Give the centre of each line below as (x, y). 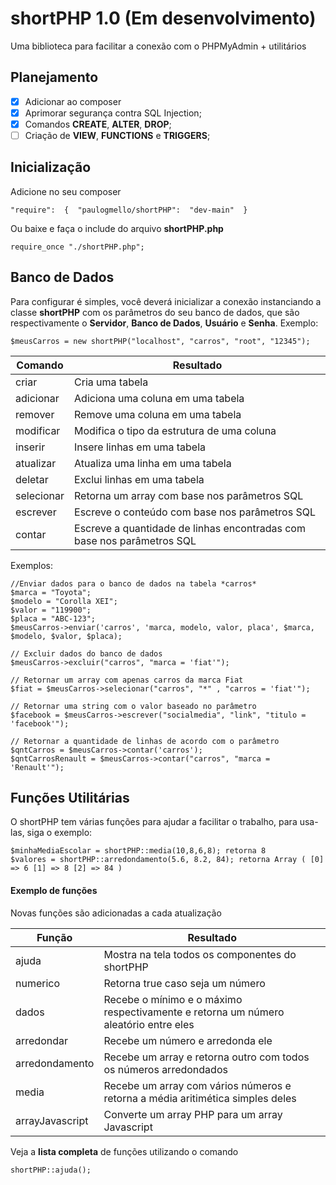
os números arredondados (165, 1069)
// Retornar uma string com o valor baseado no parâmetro (133, 706)
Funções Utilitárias (70, 798)
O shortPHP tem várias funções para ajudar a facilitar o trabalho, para (154, 822)
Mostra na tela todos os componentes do (200, 954)
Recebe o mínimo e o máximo (173, 999)
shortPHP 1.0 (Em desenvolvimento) (163, 18)
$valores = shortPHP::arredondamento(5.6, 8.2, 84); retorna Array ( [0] (167, 860)
